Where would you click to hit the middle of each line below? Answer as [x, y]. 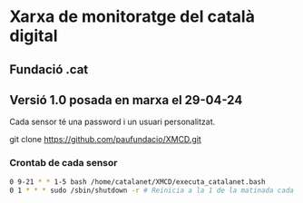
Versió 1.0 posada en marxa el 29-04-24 [126, 100]
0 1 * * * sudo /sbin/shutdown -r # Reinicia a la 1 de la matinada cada [152, 190]
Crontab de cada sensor [64, 163]
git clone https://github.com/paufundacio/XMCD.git [105, 140]
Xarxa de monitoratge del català [132, 17]
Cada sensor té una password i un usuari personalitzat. [112, 122]
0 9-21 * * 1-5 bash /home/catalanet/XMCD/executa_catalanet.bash [137, 182]
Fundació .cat [49, 69]
